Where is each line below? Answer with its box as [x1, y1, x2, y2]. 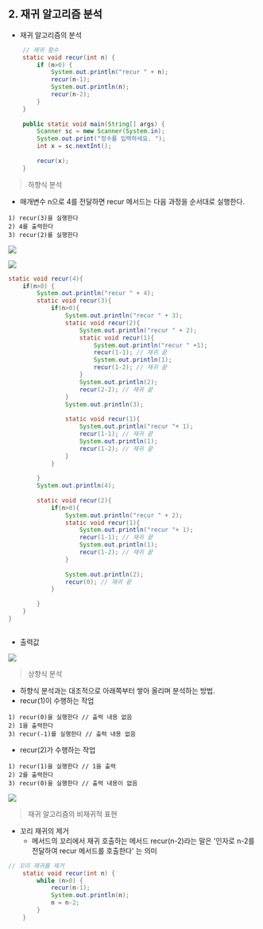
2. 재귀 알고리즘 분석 [8, 7, 103, 21]
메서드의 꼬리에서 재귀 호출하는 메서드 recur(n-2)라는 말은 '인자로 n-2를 [31, 836, 255, 845]
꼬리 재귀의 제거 [19, 826, 69, 835]
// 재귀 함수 [22, 46, 60, 54]
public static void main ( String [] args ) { [22, 120, 165, 128]
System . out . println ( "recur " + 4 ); [37, 290, 155, 297]
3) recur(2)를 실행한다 [8, 231, 79, 239]
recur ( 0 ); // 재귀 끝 [64, 577, 132, 586]
